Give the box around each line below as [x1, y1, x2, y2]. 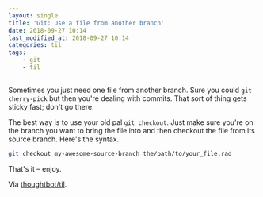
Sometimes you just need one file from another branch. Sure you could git [8, 85, 252, 95]
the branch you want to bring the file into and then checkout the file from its [8, 126, 255, 135]
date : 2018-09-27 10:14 [8, 26, 87, 34]
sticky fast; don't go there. [8, 102, 94, 111]
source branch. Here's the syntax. [8, 134, 120, 144]
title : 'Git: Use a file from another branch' [8, 19, 165, 27]
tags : [8, 48, 26, 56]
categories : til [8, 41, 62, 49]
